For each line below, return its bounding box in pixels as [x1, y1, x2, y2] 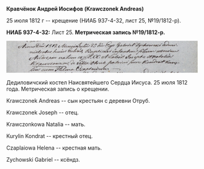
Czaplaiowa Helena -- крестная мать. [6, 144, 102, 151]
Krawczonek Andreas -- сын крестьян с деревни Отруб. [6, 97, 151, 104]
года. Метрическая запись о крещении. [6, 85, 109, 92]
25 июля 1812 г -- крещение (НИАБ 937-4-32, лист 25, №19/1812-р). [6, 17, 181, 24]
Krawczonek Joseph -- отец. [6, 109, 79, 116]
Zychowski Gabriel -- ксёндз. [6, 156, 80, 163]
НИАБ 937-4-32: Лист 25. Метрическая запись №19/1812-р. [6, 29, 166, 36]
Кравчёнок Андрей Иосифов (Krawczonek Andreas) [6, 5, 144, 12]
